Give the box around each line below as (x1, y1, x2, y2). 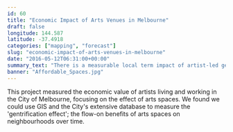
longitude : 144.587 (7, 29, 64, 37)
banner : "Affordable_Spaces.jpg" (7, 68, 104, 75)
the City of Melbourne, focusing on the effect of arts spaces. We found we (7, 94, 220, 103)
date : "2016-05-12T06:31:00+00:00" (7, 56, 110, 63)
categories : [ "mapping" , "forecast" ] (7, 42, 116, 49)
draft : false (7, 23, 45, 30)
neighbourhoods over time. (7, 117, 85, 125)
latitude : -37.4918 (7, 36, 64, 43)
